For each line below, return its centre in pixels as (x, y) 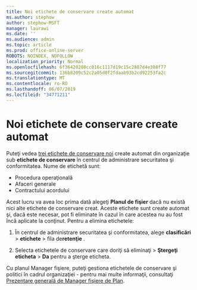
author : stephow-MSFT (33, 23)
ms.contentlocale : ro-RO (37, 84)
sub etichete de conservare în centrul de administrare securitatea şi (90, 160)
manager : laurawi (28, 28)
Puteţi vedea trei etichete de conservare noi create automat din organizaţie (98, 153)
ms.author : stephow (30, 17)
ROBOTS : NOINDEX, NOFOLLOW (40, 56)
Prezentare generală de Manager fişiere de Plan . (65, 280)
